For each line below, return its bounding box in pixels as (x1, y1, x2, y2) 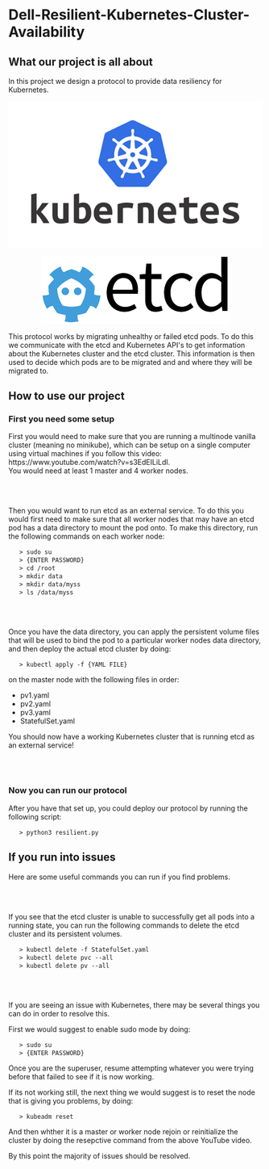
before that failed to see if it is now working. (8, 1071, 155, 1081)
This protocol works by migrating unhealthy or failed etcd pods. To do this (8, 331, 254, 341)
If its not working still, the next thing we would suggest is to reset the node (8, 1087, 255, 1097)
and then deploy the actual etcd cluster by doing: (8, 644, 172, 654)
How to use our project (8, 389, 125, 403)
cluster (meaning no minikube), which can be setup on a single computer (8, 440, 251, 450)
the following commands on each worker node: (8, 531, 165, 542)
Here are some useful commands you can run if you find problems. (8, 872, 231, 882)
